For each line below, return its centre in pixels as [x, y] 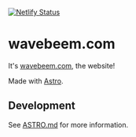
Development [42, 106]
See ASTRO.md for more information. [68, 124]
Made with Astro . [36, 81]
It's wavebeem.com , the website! [62, 65]
